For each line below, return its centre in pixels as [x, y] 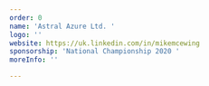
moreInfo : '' [34, 60]
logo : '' [26, 34]
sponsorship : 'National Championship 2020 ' [95, 52]
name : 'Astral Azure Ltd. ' [62, 26]
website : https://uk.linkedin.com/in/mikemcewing [105, 43]
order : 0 [26, 18]
